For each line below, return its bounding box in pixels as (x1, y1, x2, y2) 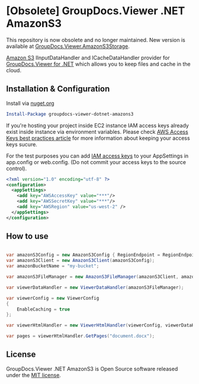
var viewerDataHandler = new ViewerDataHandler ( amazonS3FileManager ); (6, 284, 184, 290)
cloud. (6, 66, 22, 73)
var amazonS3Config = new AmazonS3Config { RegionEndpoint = (6, 252, 161, 258)
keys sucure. (6, 140, 37, 148)
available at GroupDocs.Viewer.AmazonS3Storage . (6, 43, 130, 50)
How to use (6, 231, 49, 241)
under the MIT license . (6, 372, 61, 379)
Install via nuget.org (6, 100, 54, 107)
